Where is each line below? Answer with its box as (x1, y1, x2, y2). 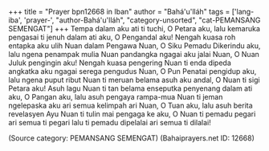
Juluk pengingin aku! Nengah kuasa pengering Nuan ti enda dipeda (8, 58, 231, 67)
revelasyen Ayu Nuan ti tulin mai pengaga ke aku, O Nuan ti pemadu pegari (8, 109, 256, 119)
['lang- (231, 7, 255, 16)
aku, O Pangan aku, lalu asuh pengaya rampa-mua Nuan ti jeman (8, 92, 223, 101)
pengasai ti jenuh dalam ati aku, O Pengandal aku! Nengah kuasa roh (8, 32, 236, 42)
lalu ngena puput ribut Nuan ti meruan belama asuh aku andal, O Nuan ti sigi (8, 75, 260, 84)
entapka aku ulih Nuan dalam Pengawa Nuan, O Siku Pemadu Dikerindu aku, (8, 41, 261, 51)
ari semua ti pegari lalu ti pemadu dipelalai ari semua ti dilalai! (8, 118, 211, 127)
